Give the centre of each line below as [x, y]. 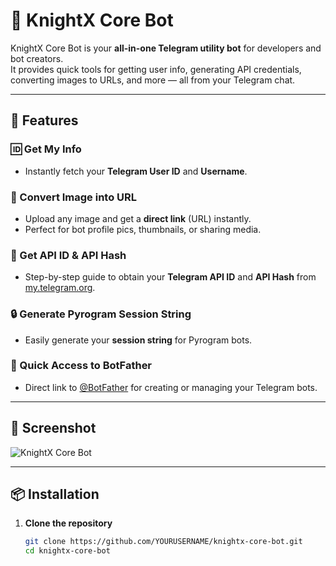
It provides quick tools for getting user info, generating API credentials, [156, 69]
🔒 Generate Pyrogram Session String [101, 314]
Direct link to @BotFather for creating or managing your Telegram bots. [171, 387]
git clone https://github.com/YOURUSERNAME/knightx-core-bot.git [163, 542]
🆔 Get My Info [46, 149]
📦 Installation [55, 494]
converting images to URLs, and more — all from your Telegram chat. [153, 80]
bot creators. [37, 58]
